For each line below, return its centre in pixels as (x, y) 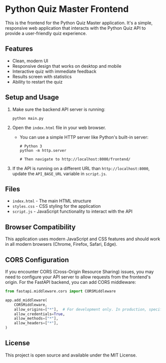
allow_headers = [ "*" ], (36, 323)
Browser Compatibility (40, 227)
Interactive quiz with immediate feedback (54, 71)
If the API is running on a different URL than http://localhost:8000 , (81, 168)
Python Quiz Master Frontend (67, 9)
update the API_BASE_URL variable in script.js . (60, 174)
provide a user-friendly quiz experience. (46, 33)
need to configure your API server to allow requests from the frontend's (78, 277)
